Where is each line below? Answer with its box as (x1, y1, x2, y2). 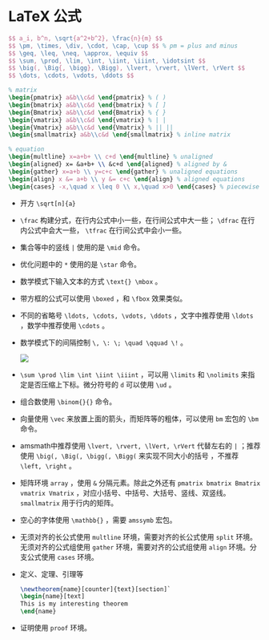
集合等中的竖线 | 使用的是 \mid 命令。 (19, 242, 145, 252)
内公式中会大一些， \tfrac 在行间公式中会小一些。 (19, 225, 187, 235)
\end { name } (19, 607, 57, 616)
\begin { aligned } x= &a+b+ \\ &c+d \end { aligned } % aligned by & (8, 160, 227, 168)
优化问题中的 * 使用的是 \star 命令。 (19, 259, 142, 269)
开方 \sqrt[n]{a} (19, 198, 76, 208)
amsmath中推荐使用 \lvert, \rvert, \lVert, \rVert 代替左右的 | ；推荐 (19, 440, 261, 450)
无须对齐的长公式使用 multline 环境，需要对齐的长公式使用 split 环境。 (19, 532, 258, 541)
